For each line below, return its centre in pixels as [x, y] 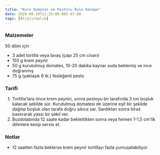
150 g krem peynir [30, 60]
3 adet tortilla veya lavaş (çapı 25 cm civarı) [56, 55]
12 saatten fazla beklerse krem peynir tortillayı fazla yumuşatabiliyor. [80, 147]
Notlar [13, 137]
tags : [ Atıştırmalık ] [27, 18]
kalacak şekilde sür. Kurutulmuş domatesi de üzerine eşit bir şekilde [80, 104]
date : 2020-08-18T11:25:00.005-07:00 [43, 14]
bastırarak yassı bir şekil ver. [40, 114]
